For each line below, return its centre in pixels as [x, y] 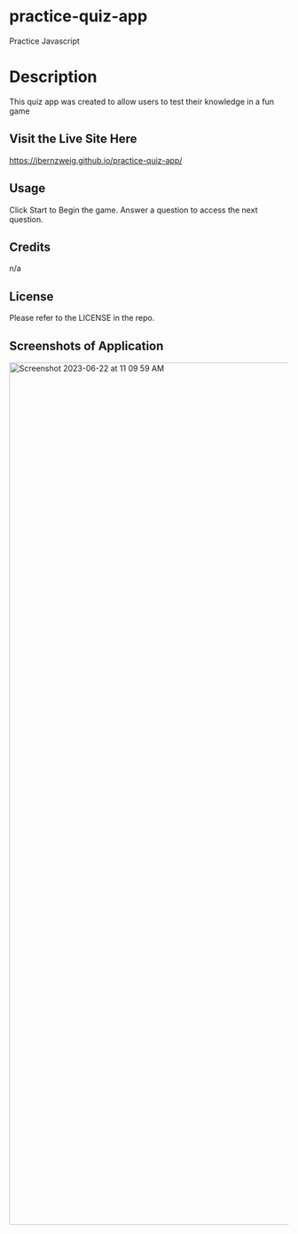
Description [53, 77]
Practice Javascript [44, 41]
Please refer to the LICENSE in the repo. [82, 318]
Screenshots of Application [86, 345]
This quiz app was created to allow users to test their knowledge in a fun [142, 101]
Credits [30, 247]
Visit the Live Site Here [73, 139]
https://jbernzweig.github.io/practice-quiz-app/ [96, 160]
